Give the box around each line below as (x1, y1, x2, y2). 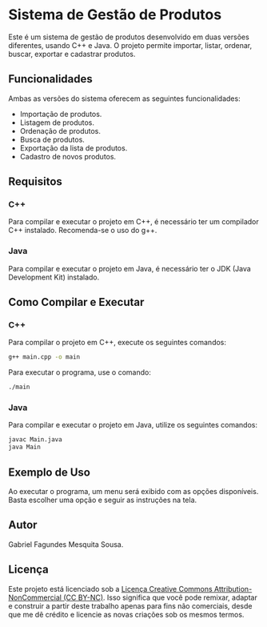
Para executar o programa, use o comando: (8, 368, 152, 377)
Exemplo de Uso (8, 465, 90, 479)
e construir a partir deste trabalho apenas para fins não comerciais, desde (8, 601, 253, 610)
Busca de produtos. (19, 135, 86, 144)
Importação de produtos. (19, 109, 102, 119)
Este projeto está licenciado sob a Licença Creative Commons (8, 584, 213, 593)
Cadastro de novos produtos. (19, 151, 117, 161)
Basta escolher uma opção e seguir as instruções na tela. (8, 495, 197, 505)
